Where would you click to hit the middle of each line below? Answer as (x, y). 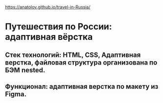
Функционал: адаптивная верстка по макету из (82, 86)
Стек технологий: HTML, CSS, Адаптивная (73, 55)
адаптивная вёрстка (49, 37)
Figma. (16, 94)
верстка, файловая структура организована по (81, 62)
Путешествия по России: (59, 27)
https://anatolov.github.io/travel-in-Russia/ (48, 7)
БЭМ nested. (25, 70)
